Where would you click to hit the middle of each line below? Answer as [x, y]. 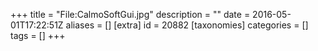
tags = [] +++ [38, 35]
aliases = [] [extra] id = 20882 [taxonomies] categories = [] [187, 25]
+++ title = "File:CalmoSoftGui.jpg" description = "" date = [130, 14]
